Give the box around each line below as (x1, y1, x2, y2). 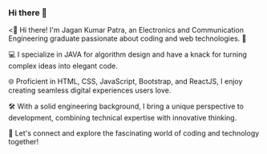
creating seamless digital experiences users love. (8, 85, 172, 95)
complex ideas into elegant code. (8, 61, 119, 71)
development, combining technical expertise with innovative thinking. (8, 113, 237, 123)
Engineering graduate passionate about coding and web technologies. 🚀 (8, 34, 247, 43)
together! (8, 137, 38, 147)
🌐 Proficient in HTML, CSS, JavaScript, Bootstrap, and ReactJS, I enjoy (8, 77, 243, 86)
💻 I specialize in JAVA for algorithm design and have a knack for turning (8, 49, 247, 59)
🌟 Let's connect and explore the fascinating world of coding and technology (8, 128, 260, 138)
